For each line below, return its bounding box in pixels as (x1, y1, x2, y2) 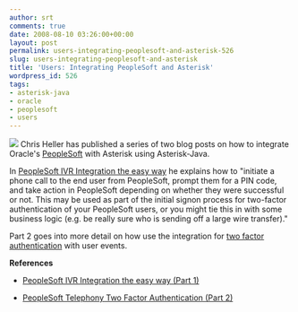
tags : (9, 80, 30, 89)
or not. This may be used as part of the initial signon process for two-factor (9, 195, 287, 205)
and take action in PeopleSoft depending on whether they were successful (9, 185, 285, 195)
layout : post (9, 38, 58, 48)
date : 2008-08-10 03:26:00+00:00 (9, 30, 134, 39)
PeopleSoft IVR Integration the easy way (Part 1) (21, 275, 200, 286)
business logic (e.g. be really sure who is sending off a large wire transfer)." (9, 213, 288, 224)
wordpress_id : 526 (9, 72, 78, 81)
